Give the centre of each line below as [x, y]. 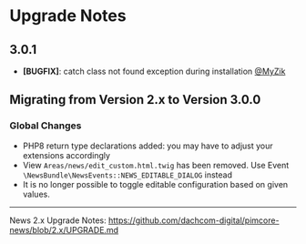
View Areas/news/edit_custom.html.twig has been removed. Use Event [156, 165]
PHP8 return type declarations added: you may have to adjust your [148, 146]
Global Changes [46, 126]
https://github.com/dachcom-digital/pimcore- [194, 220]
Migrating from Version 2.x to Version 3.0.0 [135, 100]
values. [36, 194]
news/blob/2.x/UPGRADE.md [64, 229]
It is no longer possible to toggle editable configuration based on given [155, 184]
